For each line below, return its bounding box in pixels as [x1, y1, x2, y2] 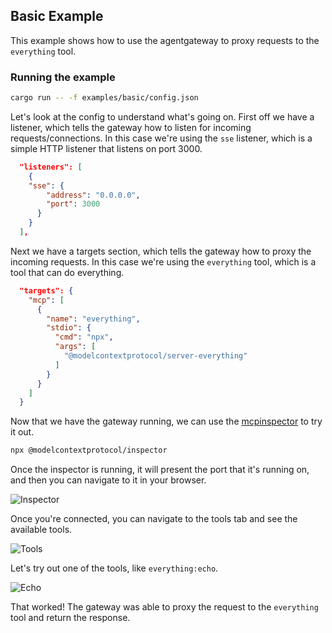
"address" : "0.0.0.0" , [46, 190, 141, 200]
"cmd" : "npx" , [54, 332, 114, 343]
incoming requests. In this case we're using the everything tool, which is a [10, 255, 317, 268]
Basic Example [10, 8, 104, 25]
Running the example [10, 70, 116, 84]
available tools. [10, 524, 73, 536]
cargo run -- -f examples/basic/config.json [10, 93, 199, 103]
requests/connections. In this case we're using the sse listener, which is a [10, 132, 313, 144]
